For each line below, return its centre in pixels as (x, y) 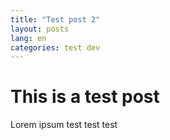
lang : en (28, 38)
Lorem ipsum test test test (64, 125)
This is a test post (85, 97)
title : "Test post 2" (55, 19)
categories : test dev (55, 47)
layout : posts (40, 29)
